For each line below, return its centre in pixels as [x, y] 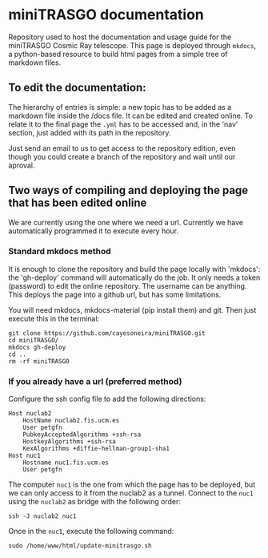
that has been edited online [78, 203]
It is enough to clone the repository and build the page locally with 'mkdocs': [134, 269]
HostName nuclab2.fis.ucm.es [71, 421]
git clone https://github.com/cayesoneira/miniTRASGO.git [107, 333]
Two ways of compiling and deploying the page [128, 190]
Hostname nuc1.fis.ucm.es [66, 463]
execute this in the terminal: [54, 318]
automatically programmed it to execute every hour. [93, 231]
